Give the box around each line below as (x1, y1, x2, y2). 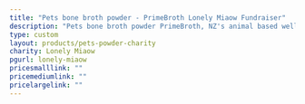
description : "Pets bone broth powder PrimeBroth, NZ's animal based (9, 22, 279, 31)
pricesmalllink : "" (9, 64, 84, 73)
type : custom (9, 30, 59, 39)
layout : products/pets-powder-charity (9, 38, 156, 48)
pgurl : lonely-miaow (9, 55, 88, 64)
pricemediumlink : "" (9, 72, 88, 81)
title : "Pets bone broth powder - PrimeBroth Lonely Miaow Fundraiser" (9, 13, 286, 23)
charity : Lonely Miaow (9, 47, 95, 56)
